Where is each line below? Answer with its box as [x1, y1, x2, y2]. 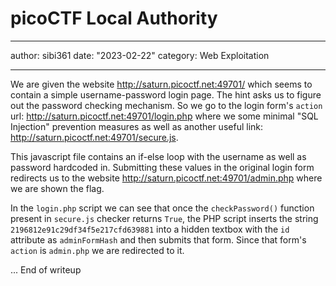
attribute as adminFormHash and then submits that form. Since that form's [10, 233, 307, 246]
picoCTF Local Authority [10, 7, 218, 30]
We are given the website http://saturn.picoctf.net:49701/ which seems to [10, 78, 313, 90]
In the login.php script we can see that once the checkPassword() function [10, 202, 315, 214]
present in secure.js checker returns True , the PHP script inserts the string [10, 212, 319, 224]
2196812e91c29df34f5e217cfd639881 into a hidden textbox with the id [10, 223, 290, 235]
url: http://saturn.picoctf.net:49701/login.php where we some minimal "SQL [10, 110, 319, 122]
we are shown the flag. [10, 182, 105, 194]
